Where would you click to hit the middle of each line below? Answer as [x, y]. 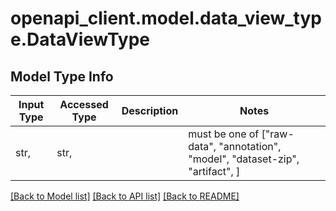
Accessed [84, 104]
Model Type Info [62, 76]
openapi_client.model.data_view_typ [166, 18]
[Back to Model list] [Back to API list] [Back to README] [125, 196]
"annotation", [250, 146]
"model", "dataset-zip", [244, 159]
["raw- [278, 134]
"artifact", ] [214, 171]
